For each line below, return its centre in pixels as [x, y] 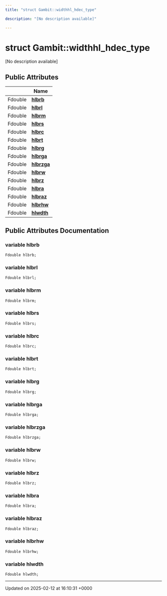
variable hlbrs [22, 313]
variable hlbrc [22, 336]
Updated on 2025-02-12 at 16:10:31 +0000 [49, 589]
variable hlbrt [22, 359]
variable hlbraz [24, 518]
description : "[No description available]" [51, 19]
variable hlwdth [24, 564]
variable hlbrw [23, 450]
